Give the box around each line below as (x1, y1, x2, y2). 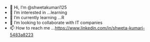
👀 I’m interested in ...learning (9, 10, 67, 15)
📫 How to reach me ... (9, 25, 55, 31)
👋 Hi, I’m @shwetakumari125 (9, 5, 67, 10)
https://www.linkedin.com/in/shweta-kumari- (55, 25, 145, 31)
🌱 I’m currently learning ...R (9, 15, 64, 20)
